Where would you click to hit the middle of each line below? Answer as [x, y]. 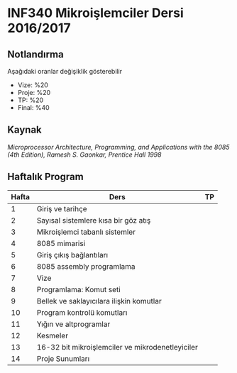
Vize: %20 [33, 85]
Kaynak [25, 130]
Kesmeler [53, 335]
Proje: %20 [34, 93]
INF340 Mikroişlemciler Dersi [95, 13]
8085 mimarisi [61, 243]
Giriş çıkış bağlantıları [72, 255]
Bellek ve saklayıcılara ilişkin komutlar [99, 301]
